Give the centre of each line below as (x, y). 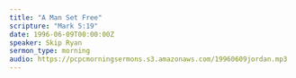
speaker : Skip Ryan (46, 43)
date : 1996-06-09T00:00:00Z (62, 34)
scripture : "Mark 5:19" (54, 26)
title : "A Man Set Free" (56, 17)
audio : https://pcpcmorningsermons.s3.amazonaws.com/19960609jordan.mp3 (148, 59)
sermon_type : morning (50, 51)
